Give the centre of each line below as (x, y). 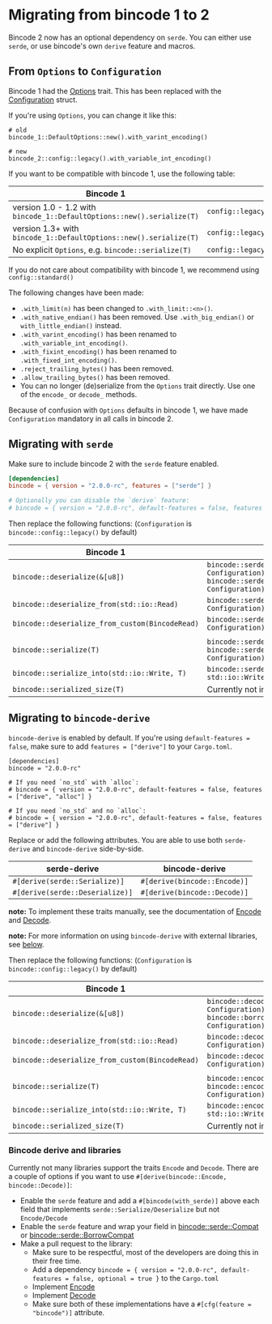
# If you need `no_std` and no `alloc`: (78, 811)
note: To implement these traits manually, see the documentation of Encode (135, 911)
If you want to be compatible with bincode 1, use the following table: (122, 173)
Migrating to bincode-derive (79, 718)
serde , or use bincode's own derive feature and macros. (102, 45)
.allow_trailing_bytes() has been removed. (95, 377)
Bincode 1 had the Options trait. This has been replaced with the (115, 91)
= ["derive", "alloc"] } (50, 797)
